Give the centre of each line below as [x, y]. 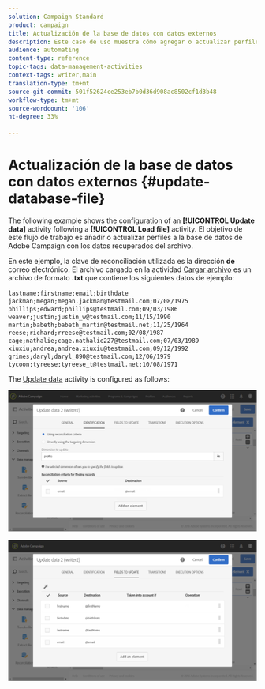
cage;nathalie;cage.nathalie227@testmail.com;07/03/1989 [104, 341]
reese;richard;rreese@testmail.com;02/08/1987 [86, 333]
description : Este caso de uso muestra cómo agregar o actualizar [119, 42]
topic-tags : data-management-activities [76, 67]
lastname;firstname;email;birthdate [68, 293]
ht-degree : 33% [33, 117]
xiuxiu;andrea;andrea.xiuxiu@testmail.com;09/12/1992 [99, 348]
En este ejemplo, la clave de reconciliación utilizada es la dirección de [121, 261]
